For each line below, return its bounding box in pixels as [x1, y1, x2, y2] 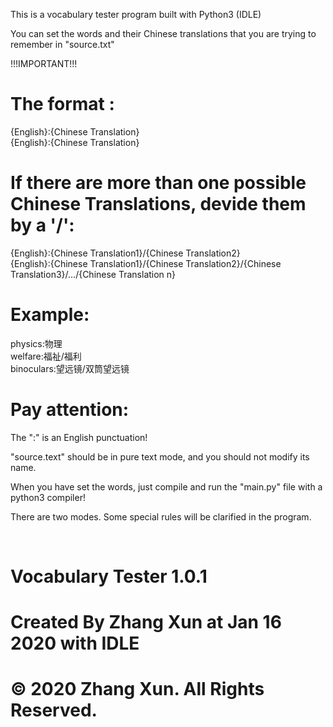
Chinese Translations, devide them [10, 193, 307, 216]
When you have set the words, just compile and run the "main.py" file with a [10, 480, 323, 493]
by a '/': [10, 214, 75, 237]
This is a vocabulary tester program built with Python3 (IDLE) [10, 9, 262, 20]
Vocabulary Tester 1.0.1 [10, 565, 208, 588]
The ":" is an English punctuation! [10, 431, 148, 443]
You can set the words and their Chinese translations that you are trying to [10, 28, 317, 39]
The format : [10, 93, 115, 116]
